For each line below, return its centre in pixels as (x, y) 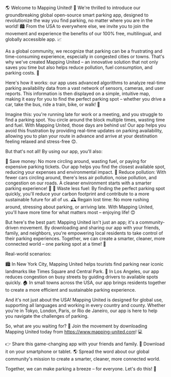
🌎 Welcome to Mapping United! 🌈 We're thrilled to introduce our (73, 8)
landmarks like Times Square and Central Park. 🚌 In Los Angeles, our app (82, 271)
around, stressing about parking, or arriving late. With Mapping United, (80, 207)
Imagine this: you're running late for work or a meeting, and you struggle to (84, 114)
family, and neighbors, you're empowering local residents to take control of (84, 233)
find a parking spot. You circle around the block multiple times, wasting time (85, 120)
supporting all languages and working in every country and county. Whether (86, 305)
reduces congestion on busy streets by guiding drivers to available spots (82, 277)
